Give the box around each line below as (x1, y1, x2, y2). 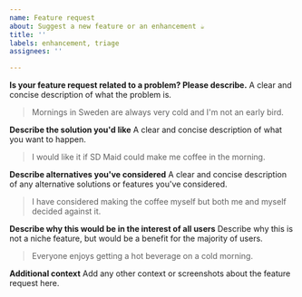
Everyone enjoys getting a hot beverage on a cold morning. (31, 251, 254, 262)
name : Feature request (9, 13, 95, 23)
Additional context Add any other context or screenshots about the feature (9, 268, 291, 279)
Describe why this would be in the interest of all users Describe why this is (9, 224, 293, 235)
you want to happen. (9, 134, 86, 145)
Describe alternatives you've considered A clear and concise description (9, 169, 287, 180)
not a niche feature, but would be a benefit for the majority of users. (9, 233, 263, 244)
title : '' (9, 30, 47, 39)
